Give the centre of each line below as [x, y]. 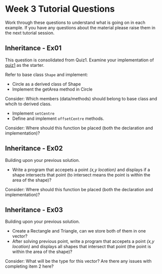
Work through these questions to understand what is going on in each [75, 22]
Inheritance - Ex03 [34, 210]
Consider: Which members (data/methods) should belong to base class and [81, 98]
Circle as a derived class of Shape [47, 84]
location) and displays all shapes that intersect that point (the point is [81, 247]
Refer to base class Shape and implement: [47, 75]
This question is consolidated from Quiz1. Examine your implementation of [80, 60]
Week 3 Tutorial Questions [60, 9]
